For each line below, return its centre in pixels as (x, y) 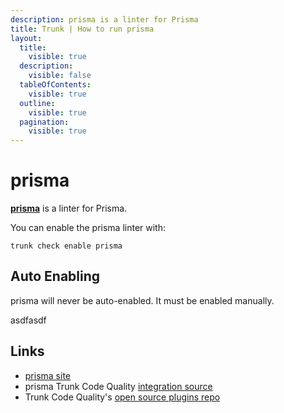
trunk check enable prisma (66, 246)
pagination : (44, 122)
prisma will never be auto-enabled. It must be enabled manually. (142, 300)
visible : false (60, 76)
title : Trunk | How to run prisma (82, 29)
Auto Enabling (55, 276)
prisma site (48, 375)
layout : (26, 38)
